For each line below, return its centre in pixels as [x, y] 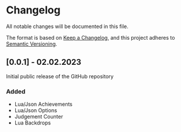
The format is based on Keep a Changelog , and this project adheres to [90, 37]
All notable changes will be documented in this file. [67, 26]
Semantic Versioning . [32, 44]
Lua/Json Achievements [43, 104]
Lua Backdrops [33, 123]
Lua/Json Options [36, 110]
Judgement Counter [39, 117]
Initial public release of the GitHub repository [60, 76]
